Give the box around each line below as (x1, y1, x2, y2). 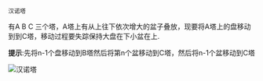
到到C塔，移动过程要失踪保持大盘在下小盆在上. (8, 32, 160, 40)
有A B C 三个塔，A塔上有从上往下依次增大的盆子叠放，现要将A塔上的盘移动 (8, 22, 251, 31)
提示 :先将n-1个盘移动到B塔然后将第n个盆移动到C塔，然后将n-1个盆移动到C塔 (8, 48, 255, 57)
